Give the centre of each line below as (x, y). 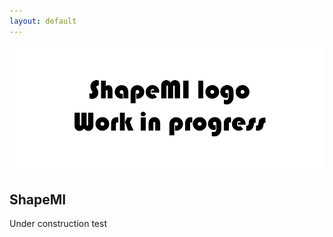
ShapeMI (38, 199)
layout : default (43, 21)
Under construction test (58, 224)
